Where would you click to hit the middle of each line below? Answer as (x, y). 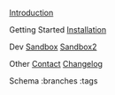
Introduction (31, 13)
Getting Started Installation (58, 29)
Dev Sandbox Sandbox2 (53, 47)
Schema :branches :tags (54, 81)
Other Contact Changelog (56, 64)
